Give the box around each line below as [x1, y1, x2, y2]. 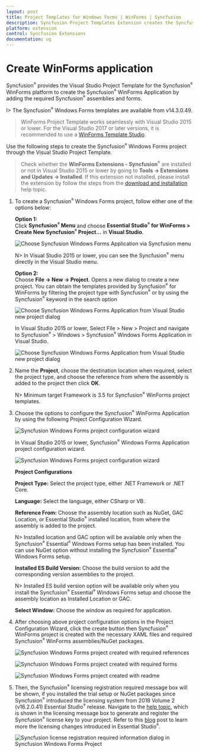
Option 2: [14, 270, 38, 277]
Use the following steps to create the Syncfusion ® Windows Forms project [6, 142, 187, 150]
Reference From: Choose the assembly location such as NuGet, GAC [14, 509, 184, 517]
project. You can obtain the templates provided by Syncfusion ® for [14, 282, 176, 290]
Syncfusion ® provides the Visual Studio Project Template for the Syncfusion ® [6, 81, 193, 89]
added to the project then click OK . [14, 379, 101, 387]
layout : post [6, 8, 38, 15]
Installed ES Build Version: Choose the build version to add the [14, 565, 170, 572]
